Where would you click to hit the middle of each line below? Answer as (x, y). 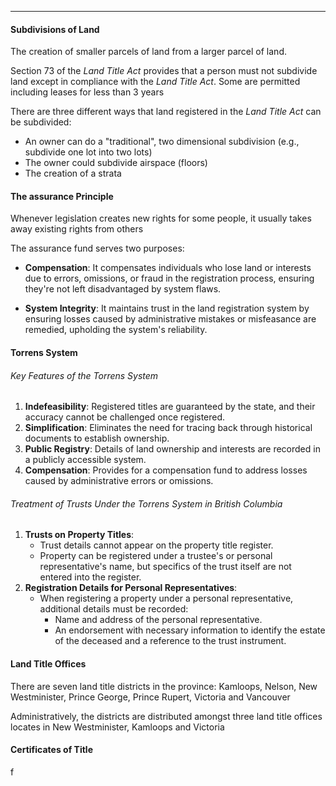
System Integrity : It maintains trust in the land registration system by (167, 308)
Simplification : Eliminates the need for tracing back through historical (168, 428)
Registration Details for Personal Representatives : (131, 588)
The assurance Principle (62, 196)
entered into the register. (90, 577)
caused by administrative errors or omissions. (119, 481)
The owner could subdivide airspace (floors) (116, 163)
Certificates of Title (51, 750)
